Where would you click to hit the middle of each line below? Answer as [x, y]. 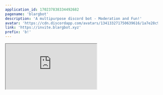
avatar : [13, 23]
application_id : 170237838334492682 [42, 9]
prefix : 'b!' [18, 32]
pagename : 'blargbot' [27, 14]
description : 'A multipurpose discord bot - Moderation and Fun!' [73, 18]
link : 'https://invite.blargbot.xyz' [43, 28]
